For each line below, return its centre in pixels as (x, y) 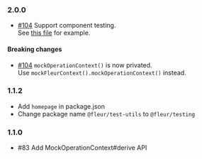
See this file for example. (54, 33)
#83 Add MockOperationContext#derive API (82, 148)
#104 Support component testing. (67, 26)
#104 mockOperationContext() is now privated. (85, 65)
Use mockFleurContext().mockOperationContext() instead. (102, 72)
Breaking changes (35, 49)
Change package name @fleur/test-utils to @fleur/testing (106, 114)
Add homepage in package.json (61, 106)
